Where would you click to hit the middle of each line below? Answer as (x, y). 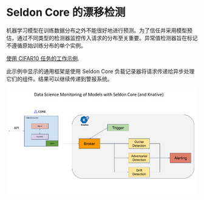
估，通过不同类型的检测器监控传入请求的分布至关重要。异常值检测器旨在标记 (102, 38)
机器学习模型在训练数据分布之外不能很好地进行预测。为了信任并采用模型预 (99, 30)
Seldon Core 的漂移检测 (66, 12)
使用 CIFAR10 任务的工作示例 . (43, 58)
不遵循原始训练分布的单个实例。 (46, 45)
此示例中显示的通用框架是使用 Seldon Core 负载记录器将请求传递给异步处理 (100, 71)
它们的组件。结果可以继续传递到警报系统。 (59, 79)
